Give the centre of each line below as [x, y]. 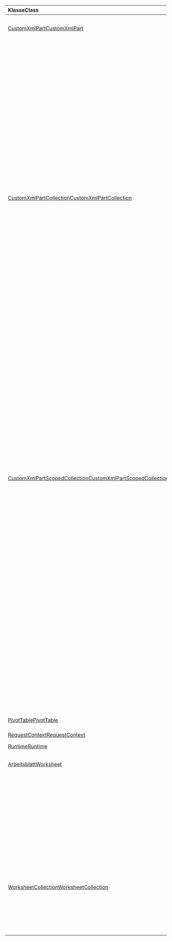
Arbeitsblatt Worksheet [35, 764]
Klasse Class [23, 10]
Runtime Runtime [28, 746]
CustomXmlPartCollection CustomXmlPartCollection [70, 198]
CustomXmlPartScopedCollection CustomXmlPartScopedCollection [88, 478]
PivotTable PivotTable [33, 720]
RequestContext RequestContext [47, 735]
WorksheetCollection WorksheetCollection [58, 887]
